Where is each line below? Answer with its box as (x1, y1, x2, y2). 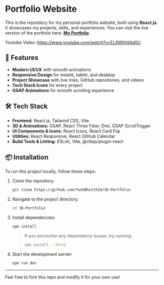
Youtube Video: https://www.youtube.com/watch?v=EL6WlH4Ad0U (5, 39, 141, 45)
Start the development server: (12, 251, 73, 257)
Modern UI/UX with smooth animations (12, 66, 91, 72)
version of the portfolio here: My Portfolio (5, 30, 89, 36)
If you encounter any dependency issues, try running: (24, 233, 133, 239)
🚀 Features (5, 54, 39, 62)
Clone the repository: (12, 178, 55, 184)
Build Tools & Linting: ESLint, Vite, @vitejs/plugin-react (12, 138, 123, 144)
